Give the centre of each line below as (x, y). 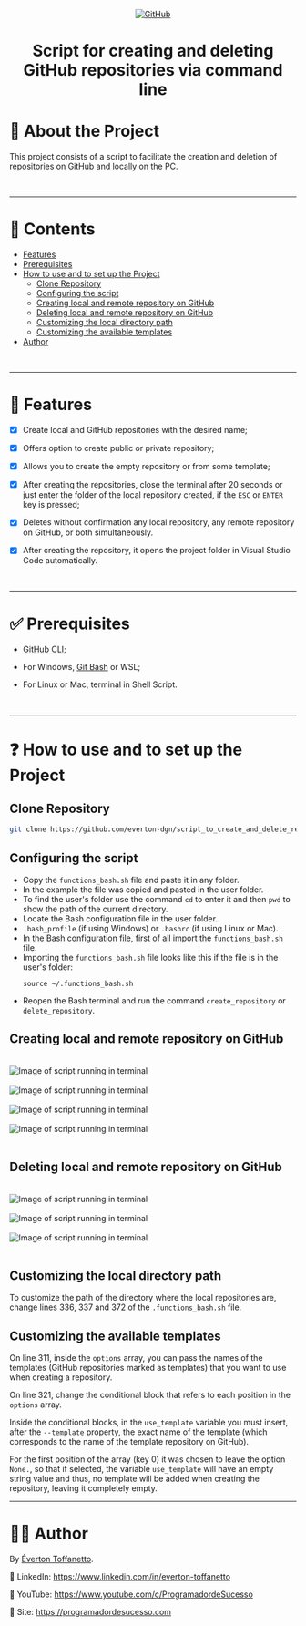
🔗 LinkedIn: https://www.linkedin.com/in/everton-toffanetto (120, 1577)
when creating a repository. (61, 1377)
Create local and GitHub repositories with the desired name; (135, 430)
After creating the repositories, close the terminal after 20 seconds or (153, 485)
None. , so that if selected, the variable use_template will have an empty (142, 1469)
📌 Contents (52, 229)
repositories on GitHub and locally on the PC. (94, 166)
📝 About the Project (85, 131)
